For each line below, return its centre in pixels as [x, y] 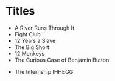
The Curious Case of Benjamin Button [62, 60]
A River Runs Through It [44, 28]
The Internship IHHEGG [44, 71]
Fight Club [27, 34]
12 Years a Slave [35, 40]
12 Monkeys [30, 53]
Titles [20, 11]
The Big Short [32, 47]
